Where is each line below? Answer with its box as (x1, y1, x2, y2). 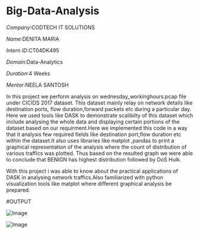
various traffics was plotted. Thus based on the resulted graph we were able (6, 150, 193, 157)
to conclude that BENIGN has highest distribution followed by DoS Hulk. (6, 156, 182, 163)
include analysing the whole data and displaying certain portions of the (6, 118, 180, 125)
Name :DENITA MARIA (6, 35, 59, 42)
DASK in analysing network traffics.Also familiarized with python (6, 173, 163, 181)
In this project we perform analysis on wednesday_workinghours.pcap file (6, 93, 187, 100)
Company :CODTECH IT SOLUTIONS (6, 24, 95, 31)
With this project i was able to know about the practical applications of (6, 167, 178, 175)
